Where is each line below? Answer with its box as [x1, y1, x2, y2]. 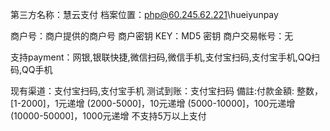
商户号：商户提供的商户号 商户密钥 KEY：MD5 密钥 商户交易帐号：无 [10, 30, 294, 42]
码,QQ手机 [10, 64, 53, 75]
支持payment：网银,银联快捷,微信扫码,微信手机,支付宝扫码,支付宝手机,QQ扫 [10, 51, 321, 63]
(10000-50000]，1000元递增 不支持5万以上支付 [10, 110, 207, 122]
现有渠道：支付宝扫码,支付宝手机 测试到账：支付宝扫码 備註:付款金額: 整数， [10, 85, 323, 97]
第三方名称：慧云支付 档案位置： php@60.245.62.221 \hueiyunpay [10, 9, 279, 20]
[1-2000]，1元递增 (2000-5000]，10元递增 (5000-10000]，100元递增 [10, 98, 296, 109]
